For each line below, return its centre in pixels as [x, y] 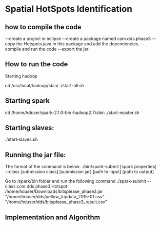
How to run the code [37, 64]
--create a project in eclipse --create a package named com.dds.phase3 [78, 38]
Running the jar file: [36, 155]
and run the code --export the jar [55, 49]
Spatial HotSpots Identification [69, 9]
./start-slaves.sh [21, 139]
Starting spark [27, 101]
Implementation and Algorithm [52, 217]
